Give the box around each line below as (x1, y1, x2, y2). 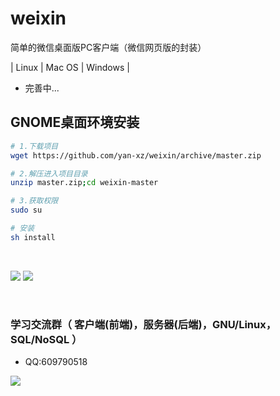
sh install (10, 232, 56, 242)
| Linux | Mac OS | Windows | (10, 61, 130, 73)
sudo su (10, 205, 43, 216)
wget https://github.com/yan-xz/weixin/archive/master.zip (10, 150, 262, 161)
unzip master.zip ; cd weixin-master (10, 178, 159, 188)
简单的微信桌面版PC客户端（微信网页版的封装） (10, 41, 207, 53)
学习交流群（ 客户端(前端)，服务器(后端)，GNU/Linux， (10, 317, 277, 331)
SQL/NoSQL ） (10, 332, 83, 346)
